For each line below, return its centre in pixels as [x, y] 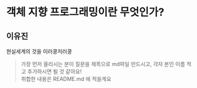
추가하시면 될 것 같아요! [54, 71]
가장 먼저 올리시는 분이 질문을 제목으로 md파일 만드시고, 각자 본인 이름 [103, 64]
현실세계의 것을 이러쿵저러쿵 [39, 51]
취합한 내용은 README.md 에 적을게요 [66, 79]
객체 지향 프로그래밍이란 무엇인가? [85, 12]
